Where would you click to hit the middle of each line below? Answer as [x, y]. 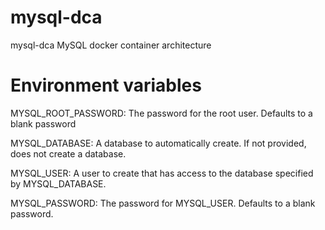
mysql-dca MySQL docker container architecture [111, 45]
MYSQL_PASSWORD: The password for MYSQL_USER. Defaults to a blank [163, 203]
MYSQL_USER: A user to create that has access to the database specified [162, 173]
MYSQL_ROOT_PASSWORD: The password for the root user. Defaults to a [161, 113]
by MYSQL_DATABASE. [58, 183]
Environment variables [106, 85]
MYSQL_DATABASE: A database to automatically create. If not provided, [158, 143]
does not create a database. [68, 153]
